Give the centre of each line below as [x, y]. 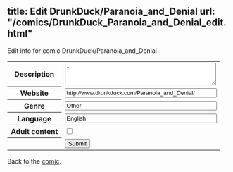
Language [34, 119]
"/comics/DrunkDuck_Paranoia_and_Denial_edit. [117, 23]
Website [34, 93]
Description [34, 75]
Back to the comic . [34, 161]
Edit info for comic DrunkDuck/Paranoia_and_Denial [82, 50]
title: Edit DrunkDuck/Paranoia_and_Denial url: [111, 12]
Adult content [34, 132]
